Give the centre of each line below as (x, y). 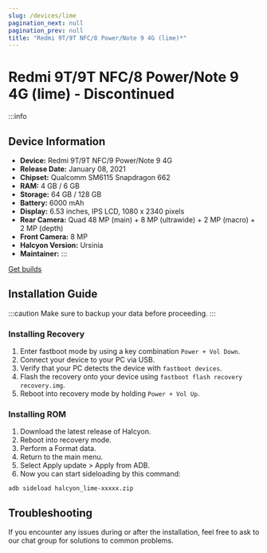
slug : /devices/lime (43, 16)
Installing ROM (37, 414)
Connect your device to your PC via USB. (87, 360)
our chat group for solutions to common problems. (91, 541)
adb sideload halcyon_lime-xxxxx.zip (71, 488)
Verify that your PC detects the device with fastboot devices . (121, 368)
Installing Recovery (47, 334)
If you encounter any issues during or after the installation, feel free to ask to (134, 532)
